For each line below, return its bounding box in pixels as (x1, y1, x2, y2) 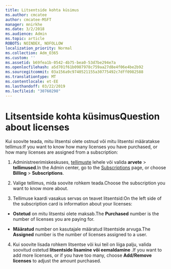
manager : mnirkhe (5, 22, 43, 27)
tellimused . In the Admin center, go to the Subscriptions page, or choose (12, 164, 166, 171)
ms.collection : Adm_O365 (5, 50, 59, 55)
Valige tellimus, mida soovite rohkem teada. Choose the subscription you (12, 180, 165, 186)
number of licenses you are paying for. (12, 216, 95, 222)
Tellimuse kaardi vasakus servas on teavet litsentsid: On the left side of (12, 195, 162, 201)
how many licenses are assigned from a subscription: (5, 149, 118, 155)
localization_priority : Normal (5, 46, 72, 51)
